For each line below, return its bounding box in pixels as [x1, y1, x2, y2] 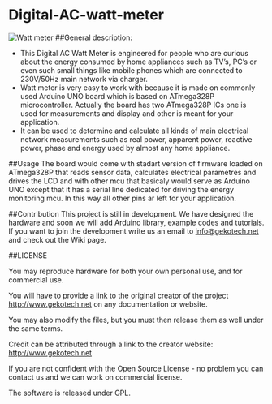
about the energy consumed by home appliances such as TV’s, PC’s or [19, 57, 257, 67]
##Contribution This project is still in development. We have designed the [8, 208, 254, 218]
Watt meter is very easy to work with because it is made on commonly [19, 83, 256, 92]
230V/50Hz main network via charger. [19, 74, 148, 84]
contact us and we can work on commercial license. [8, 372, 183, 382]
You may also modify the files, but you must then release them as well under [8, 315, 264, 324]
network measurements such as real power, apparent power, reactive [19, 134, 253, 144]
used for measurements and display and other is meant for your [19, 108, 234, 118]
